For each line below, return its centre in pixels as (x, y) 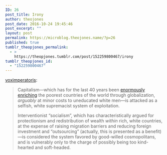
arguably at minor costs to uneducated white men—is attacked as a (87, 100)
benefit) (153, 131)
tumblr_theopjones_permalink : (37, 47)
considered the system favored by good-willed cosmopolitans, (92, 137)
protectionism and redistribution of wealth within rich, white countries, (90, 121)
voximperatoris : (21, 80)
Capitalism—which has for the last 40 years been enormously (81, 90)
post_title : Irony (24, 15)
